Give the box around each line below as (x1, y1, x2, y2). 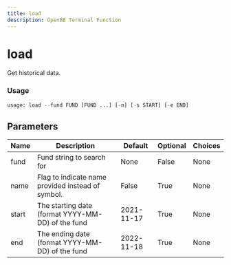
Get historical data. (7, 69, 61, 77)
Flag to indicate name (36, 173, 107, 182)
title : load (7, 10, 41, 17)
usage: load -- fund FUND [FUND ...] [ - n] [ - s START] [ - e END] (7, 101, 189, 109)
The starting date (36, 201, 93, 211)
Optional (157, 141, 187, 151)
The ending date (36, 229, 91, 239)
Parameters (7, 121, 58, 132)
